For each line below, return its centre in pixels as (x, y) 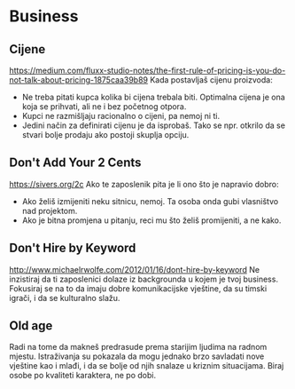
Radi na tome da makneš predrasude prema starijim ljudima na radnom (138, 347)
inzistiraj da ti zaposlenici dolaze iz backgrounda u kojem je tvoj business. (144, 279)
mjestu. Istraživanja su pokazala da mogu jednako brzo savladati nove (137, 356)
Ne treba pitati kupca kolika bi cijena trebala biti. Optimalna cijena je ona (153, 97)
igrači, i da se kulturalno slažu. (65, 298)
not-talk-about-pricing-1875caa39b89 (79, 80)
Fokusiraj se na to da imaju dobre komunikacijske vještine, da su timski (138, 288)
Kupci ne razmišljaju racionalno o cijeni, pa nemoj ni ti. (120, 116)
